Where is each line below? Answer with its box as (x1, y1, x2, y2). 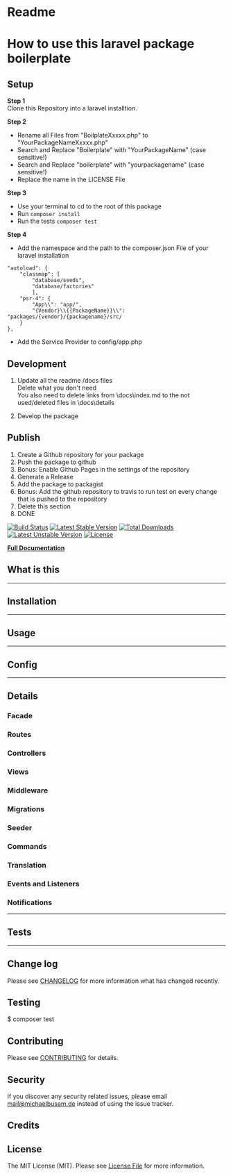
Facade (7, 711, 33, 721)
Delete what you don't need (17, 383, 97, 392)
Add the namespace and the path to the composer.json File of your (17, 244, 209, 252)
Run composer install (17, 210, 80, 218)
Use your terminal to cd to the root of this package (17, 202, 162, 210)
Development (7, 358, 67, 370)
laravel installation (17, 251, 69, 260)
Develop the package (17, 412, 78, 420)
